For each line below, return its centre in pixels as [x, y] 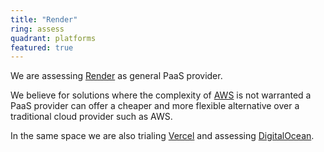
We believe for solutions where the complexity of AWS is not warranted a [161, 95]
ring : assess [37, 29]
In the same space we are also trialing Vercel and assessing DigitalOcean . [162, 136]
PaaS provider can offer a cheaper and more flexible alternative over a [155, 106]
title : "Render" [44, 19]
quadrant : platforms [53, 38]
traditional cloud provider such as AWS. [91, 117]
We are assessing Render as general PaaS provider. [116, 76]
